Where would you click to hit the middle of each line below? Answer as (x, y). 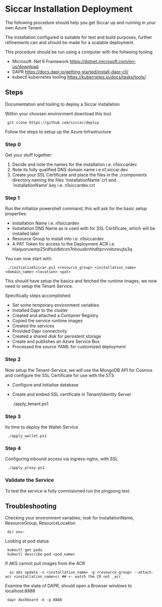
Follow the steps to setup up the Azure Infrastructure (58, 132)
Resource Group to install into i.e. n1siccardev (58, 239)
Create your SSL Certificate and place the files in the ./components (80, 175)
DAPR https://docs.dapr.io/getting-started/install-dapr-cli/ (70, 71)
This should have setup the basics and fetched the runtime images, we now (81, 281)
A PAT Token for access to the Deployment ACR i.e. (64, 244)
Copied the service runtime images (47, 321)
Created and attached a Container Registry (55, 315)
